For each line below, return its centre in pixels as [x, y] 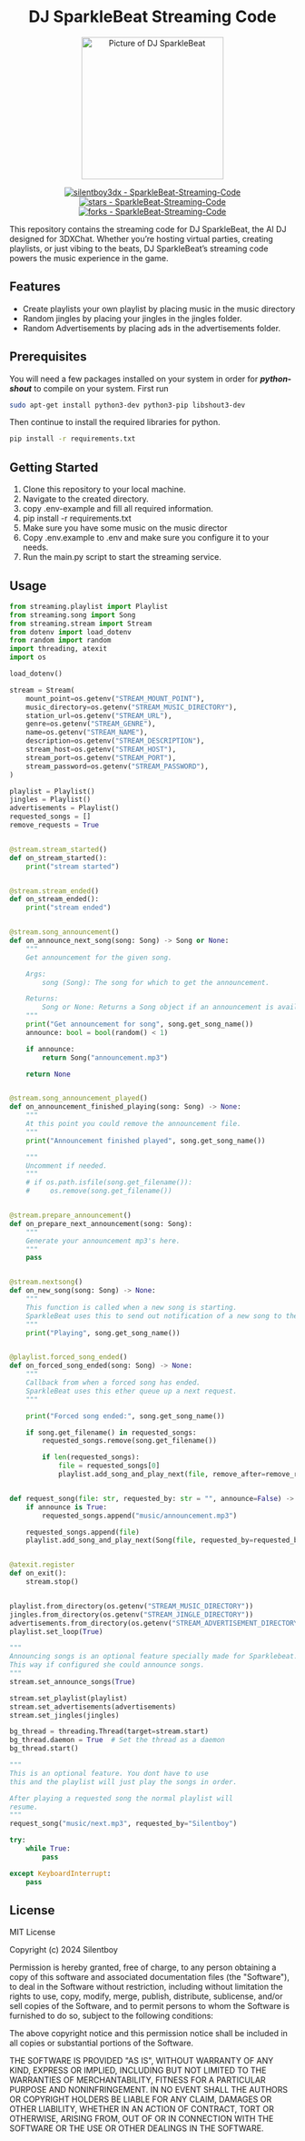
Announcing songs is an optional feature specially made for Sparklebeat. [154, 1657]
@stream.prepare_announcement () [70, 1216]
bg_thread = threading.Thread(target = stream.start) [109, 1731]
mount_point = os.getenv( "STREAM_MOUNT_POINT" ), [115, 698]
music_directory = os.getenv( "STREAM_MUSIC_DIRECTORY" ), [132, 707]
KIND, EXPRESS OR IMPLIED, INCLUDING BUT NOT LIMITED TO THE [138, 2070]
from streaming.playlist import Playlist [89, 606]
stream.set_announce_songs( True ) [73, 1681]
